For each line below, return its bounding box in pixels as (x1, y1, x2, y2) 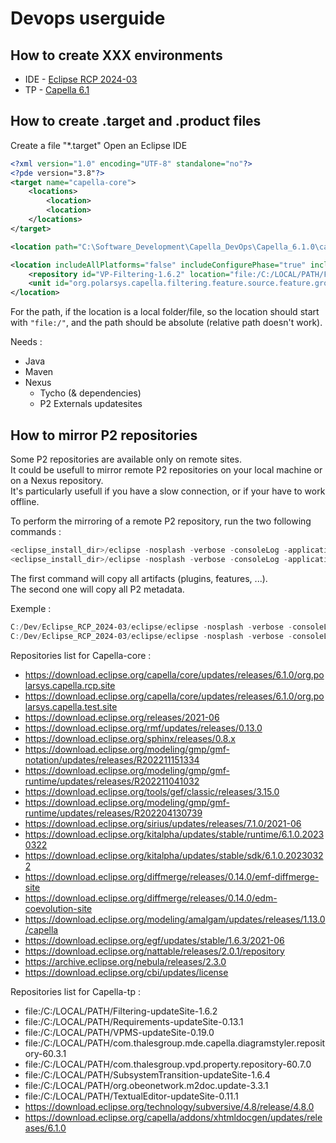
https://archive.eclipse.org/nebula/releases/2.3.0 (24, 955, 227, 967)
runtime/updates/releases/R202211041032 (24, 775, 200, 787)
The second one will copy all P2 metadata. (10, 583, 185, 595)
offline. (10, 496, 40, 507)
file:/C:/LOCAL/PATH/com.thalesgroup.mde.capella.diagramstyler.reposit (24, 1037, 326, 1049)
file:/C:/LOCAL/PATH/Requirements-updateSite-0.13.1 (24, 1015, 244, 1027)
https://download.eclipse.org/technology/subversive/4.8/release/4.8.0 (24, 1100, 315, 1112)
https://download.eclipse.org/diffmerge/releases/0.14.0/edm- (24, 892, 278, 904)
